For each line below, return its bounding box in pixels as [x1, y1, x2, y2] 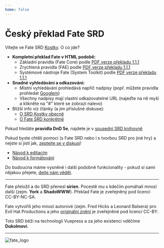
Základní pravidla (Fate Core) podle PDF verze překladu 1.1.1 [19, 59, 140, 65]
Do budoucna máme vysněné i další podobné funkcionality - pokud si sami [5, 164, 155, 170]
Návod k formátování [12, 155, 55, 161]
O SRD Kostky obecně [19, 111, 64, 117]
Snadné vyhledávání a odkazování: [12, 80, 85, 85]
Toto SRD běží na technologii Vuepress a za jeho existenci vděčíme [5, 218, 141, 224]
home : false [5, 7, 29, 12]
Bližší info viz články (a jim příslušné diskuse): [12, 105, 104, 111]
